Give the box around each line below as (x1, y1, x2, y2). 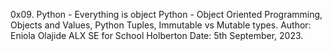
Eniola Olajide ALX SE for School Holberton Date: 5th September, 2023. (10, 30, 304, 41)
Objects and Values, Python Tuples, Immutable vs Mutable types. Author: (10, 19, 312, 31)
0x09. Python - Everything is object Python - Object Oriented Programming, (10, 9, 323, 20)
